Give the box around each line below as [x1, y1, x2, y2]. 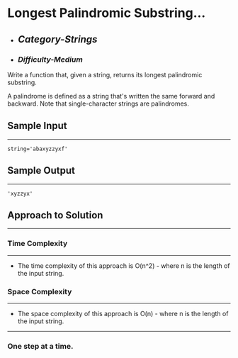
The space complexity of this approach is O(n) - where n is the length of [17, 309, 229, 318]
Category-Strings [17, 33, 98, 45]
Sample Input [7, 120, 67, 132]
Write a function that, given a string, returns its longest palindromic [7, 70, 203, 79]
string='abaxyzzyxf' [7, 145, 69, 152]
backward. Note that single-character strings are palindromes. [7, 99, 190, 108]
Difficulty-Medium [17, 55, 83, 65]
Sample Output [7, 164, 76, 177]
